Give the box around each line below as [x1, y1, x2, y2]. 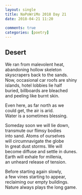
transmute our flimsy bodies [5, 128, 62, 133]
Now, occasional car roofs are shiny [5, 77, 77, 83]
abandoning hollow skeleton [5, 66, 62, 72]
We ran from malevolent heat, [5, 61, 65, 67]
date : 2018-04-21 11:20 [5, 16, 54, 21]
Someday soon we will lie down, [5, 122, 70, 128]
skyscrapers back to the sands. [5, 72, 68, 78]
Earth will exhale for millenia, [5, 154, 62, 160]
